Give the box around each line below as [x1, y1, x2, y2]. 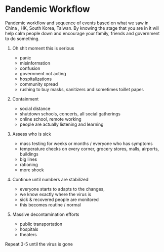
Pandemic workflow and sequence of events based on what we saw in [5, 20, 149, 26]
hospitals [19, 226, 39, 232]
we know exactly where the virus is [19, 191, 91, 197]
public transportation [19, 221, 63, 227]
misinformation [19, 60, 50, 66]
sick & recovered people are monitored [19, 197, 99, 202]
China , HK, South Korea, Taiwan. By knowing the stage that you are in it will [5, 25, 160, 31]
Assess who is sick [12, 131, 51, 137]
